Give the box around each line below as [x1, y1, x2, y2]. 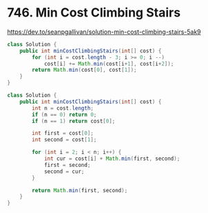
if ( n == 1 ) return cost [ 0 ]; [32, 117, 116, 125]
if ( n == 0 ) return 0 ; [32, 111, 97, 118]
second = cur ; [43, 168, 85, 175]
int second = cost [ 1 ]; [32, 136, 97, 143]
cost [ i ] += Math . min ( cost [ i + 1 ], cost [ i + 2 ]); [43, 60, 174, 67]
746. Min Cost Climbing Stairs [7, 5, 181, 21]
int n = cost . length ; [32, 105, 94, 112]
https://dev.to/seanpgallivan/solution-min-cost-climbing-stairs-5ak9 [7, 28, 201, 36]
